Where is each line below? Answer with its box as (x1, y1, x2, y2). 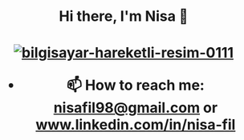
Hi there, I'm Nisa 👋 (59, 7, 189, 26)
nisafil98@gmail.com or (53, 99, 218, 117)
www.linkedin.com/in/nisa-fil (35, 116, 236, 134)
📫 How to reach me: (66, 76, 205, 94)
